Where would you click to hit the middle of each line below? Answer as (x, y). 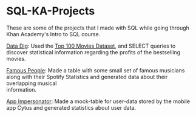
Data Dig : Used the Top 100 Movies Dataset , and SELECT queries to (91, 46)
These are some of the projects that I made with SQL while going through (98, 28)
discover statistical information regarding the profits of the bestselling (93, 52)
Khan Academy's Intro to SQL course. (53, 34)
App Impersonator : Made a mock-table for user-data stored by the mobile (98, 101)
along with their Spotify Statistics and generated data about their (87, 77)
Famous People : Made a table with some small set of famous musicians (96, 70)
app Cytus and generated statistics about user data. (71, 107)
